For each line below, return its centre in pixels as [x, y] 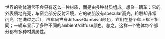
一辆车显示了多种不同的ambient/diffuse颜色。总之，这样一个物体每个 [83, 25]
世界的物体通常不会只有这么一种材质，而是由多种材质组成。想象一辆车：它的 [83, 7]
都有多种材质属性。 [29, 31]
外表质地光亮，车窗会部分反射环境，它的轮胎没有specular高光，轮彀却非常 [81, 13]
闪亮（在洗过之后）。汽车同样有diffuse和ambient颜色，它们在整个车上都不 [80, 19]
